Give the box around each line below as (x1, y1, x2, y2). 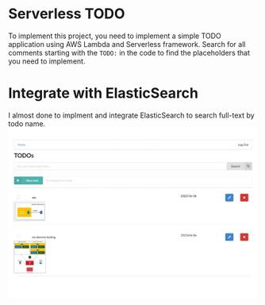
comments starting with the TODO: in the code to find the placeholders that (8, 48, 251, 57)
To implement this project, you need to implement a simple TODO (8, 31, 222, 41)
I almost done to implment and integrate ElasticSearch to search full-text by (8, 110, 255, 120)
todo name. (8, 118, 46, 128)
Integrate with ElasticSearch (8, 84, 199, 102)
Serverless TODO (8, 5, 125, 23)
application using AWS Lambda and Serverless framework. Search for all (8, 39, 246, 48)
